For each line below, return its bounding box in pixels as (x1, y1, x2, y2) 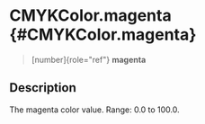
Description (9, 80, 76, 95)
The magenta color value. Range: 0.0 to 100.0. (9, 104, 180, 115)
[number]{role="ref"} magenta (31, 54, 147, 65)
